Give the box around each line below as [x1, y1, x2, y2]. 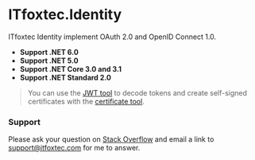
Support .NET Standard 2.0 [19, 72, 112, 82]
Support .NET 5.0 [19, 56, 79, 65]
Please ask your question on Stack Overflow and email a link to [8, 135, 214, 144]
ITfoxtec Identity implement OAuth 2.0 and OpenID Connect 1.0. [8, 32, 217, 41]
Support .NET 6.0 [19, 47, 79, 57]
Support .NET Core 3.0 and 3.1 [19, 64, 122, 73]
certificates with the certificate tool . [27, 96, 145, 106]
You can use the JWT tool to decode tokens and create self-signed [27, 88, 248, 97]
